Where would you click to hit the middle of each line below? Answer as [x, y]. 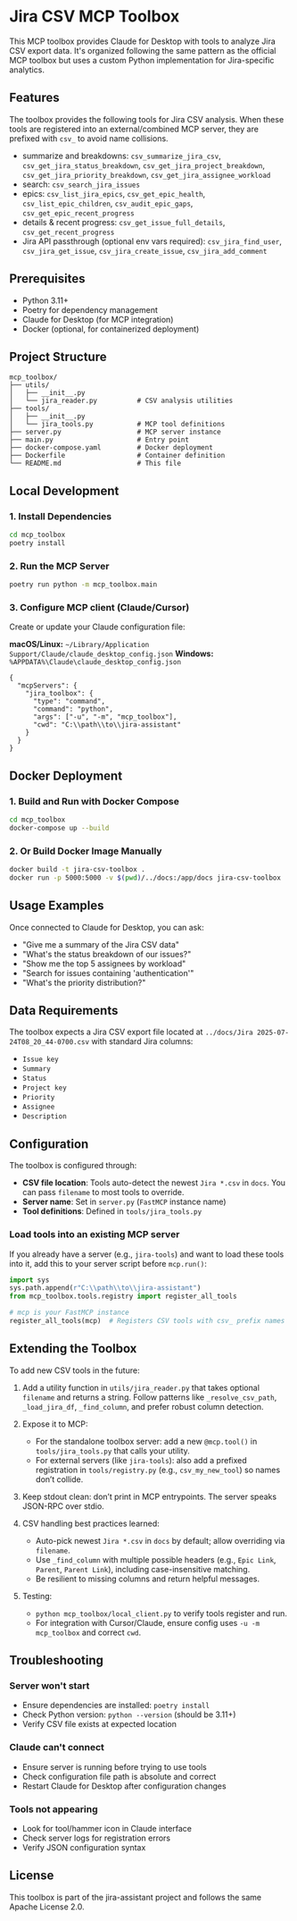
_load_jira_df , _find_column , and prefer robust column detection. [143, 1406]
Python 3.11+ [45, 300]
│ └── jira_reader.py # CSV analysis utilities [121, 401]
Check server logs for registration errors [96, 1838]
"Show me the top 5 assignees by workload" [104, 964]
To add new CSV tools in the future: [74, 1370]
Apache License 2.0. [47, 1907]
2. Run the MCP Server [59, 566]
